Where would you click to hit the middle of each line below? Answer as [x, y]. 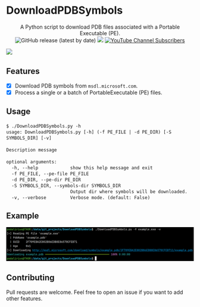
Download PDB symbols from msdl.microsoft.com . [76, 86]
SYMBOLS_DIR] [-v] [29, 138]
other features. [24, 298]
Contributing [30, 278]
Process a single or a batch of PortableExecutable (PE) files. [88, 92]
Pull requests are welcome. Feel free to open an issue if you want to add [95, 292]
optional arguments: [32, 162]
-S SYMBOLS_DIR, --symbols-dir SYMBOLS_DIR [66, 185]
